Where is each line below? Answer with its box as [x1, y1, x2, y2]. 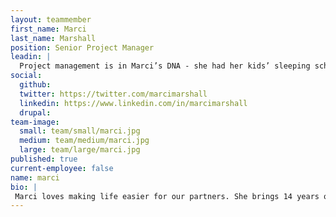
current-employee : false [10, 163, 114, 173]
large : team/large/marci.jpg [19, 145, 141, 155]
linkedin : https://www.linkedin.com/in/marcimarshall [19, 98, 248, 108]
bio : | [10, 182, 38, 192]
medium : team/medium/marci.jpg [19, 136, 150, 146]
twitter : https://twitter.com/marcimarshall [19, 89, 208, 99]
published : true [10, 154, 78, 164]
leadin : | [10, 52, 52, 62]
